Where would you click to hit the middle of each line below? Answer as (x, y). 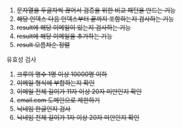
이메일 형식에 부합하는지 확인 (55, 83)
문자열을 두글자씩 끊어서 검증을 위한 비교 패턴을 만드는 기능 (96, 10)
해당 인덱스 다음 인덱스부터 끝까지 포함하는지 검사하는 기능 (95, 19)
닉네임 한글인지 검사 (43, 109)
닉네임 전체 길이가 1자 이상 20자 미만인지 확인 (78, 117)
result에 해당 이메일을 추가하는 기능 (64, 36)
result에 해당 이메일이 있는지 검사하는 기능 (73, 27)
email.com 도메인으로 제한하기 (58, 100)
